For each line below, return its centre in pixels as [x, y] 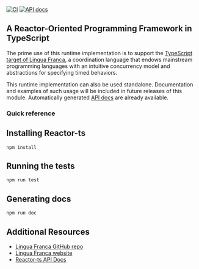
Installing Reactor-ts [46, 133]
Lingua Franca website [44, 253]
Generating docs [39, 199]
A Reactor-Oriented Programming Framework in [99, 28]
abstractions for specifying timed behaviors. [62, 72]
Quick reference [31, 113]
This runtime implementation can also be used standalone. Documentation [100, 84]
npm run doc [21, 213]
